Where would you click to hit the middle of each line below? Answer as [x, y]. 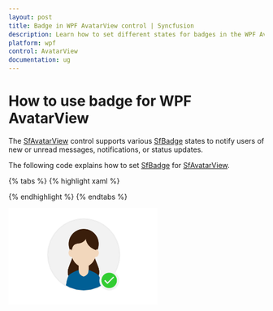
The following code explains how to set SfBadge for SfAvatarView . [119, 165]
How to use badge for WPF [100, 101]
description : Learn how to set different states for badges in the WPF [132, 34]
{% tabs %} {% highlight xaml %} [64, 181]
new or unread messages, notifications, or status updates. [106, 149]
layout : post [30, 17]
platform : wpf [32, 43]
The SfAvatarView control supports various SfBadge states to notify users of [136, 140]
